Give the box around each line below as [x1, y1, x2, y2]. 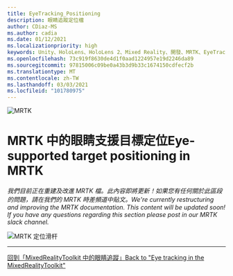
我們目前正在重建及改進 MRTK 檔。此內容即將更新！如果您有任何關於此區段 [7, 187, 223, 195]
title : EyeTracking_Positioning [7, 10, 101, 17]
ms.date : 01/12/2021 [7, 36, 67, 43]
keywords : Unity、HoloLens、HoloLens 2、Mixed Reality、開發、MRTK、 [7, 49, 205, 56]
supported [7, 148, 69, 164]
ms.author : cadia [7, 29, 58, 37]
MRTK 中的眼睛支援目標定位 [7, 133, 168, 149]
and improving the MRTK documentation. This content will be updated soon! [7, 203, 226, 212]
